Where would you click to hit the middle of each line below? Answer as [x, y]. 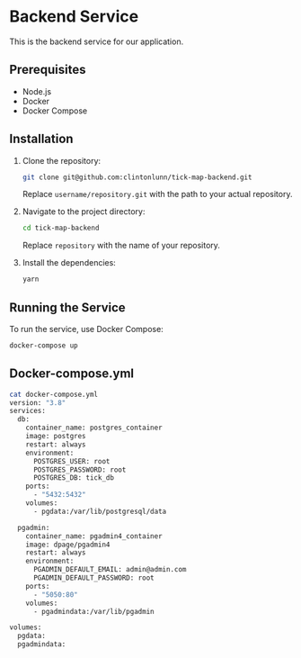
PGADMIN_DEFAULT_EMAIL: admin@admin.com [110, 570]
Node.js [37, 91]
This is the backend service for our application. [97, 41]
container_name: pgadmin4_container [94, 536]
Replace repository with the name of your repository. [121, 246]
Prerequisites [48, 70]
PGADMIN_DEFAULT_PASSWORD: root [93, 578]
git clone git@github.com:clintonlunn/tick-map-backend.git [137, 177]
